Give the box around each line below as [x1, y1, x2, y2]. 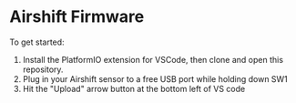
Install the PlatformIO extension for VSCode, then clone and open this [22, 54, 284, 65]
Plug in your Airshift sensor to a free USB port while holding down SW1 [22, 73, 289, 84]
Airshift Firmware [9, 6, 145, 27]
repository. [22, 64, 64, 75]
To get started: [9, 36, 66, 47]
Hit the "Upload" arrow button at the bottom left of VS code [22, 83, 246, 94]
